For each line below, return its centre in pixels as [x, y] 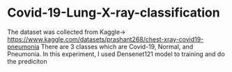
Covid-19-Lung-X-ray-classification [114, 13]
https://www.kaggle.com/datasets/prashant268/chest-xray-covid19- [106, 39]
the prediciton [27, 61]
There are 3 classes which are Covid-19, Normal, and [117, 46]
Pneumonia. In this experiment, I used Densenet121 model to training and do [116, 54]
